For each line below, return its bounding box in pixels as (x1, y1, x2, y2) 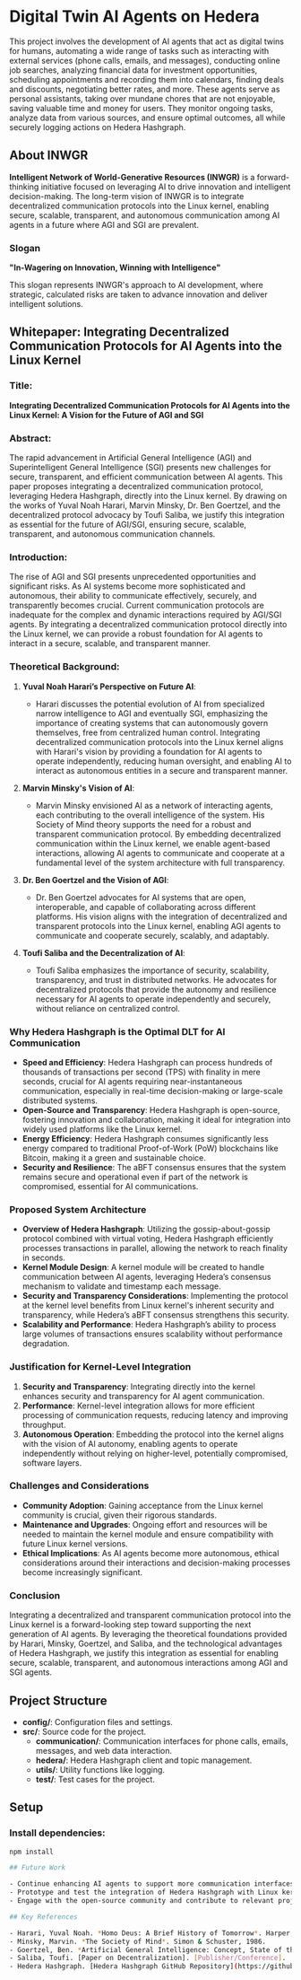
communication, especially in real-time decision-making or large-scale (21, 1085, 284, 1096)
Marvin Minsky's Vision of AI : (21, 783, 135, 793)
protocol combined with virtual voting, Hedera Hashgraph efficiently (21, 1233, 274, 1244)
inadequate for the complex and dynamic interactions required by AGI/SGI (9, 609, 282, 620)
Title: (9, 380, 33, 392)
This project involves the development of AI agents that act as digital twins (9, 36, 285, 47)
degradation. (21, 1338, 70, 1349)
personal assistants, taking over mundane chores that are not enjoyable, (9, 92, 276, 104)
